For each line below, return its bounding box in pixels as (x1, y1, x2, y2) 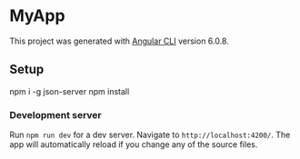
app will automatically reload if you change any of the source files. (9, 139, 258, 150)
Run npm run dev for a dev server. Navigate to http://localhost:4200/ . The (9, 129, 291, 141)
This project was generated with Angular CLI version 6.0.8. (9, 35, 229, 46)
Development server (9, 108, 102, 121)
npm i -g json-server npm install (9, 85, 130, 96)
